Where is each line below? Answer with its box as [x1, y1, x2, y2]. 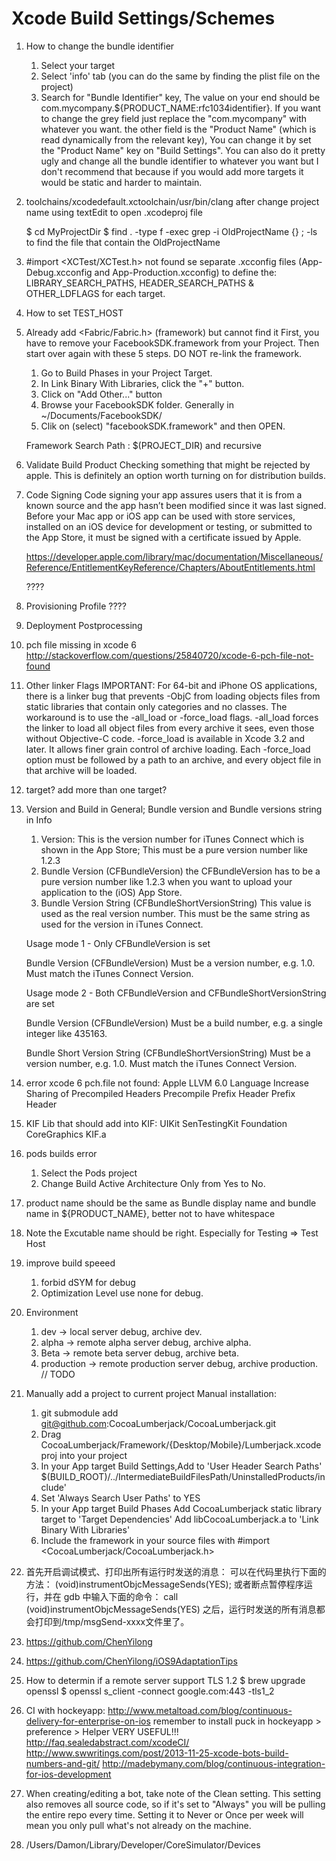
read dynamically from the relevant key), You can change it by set [40, 133, 312, 146]
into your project [59, 1449, 128, 1461]
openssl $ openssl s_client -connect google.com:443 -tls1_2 [25, 1685, 275, 1697]
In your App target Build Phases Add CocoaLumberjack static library [40, 1502, 323, 1514]
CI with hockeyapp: [25, 1704, 106, 1716]
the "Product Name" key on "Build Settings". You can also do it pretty [40, 144, 326, 156]
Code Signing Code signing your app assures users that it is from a [25, 488, 303, 501]
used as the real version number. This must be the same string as [40, 907, 311, 919]
